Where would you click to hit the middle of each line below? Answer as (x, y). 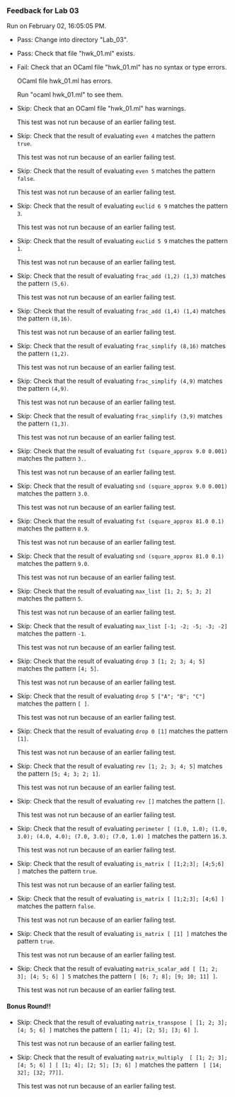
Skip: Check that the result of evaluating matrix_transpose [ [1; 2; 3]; (122, 1022)
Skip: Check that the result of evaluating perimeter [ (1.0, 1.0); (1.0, (122, 829)
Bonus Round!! (29, 1006)
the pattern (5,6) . (43, 284)
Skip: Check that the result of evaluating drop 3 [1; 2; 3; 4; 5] (111, 661)
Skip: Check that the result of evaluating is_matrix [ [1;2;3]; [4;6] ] (120, 898)
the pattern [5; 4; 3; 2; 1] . (58, 774)
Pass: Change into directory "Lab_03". (72, 40)
